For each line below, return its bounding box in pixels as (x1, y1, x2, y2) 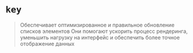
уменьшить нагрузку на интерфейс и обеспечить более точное (19, 34, 180, 41)
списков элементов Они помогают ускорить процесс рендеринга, (19, 28, 188, 35)
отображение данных (19, 40, 75, 47)
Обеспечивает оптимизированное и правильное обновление (19, 21, 175, 28)
